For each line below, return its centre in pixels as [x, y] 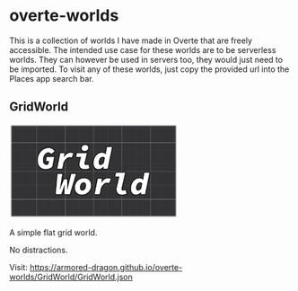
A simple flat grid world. [53, 233]
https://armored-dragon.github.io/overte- [106, 268]
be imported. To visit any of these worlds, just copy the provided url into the [149, 69]
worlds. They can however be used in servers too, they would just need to [146, 59]
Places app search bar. [52, 78]
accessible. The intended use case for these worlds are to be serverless [143, 49]
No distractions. [39, 250]
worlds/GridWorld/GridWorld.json [71, 277]
